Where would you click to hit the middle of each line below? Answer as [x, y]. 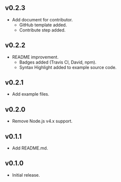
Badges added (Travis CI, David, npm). [58, 62]
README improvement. [35, 57]
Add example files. [30, 94]
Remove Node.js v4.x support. [42, 121]
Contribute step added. [42, 30]
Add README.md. [30, 148]
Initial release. [26, 175]
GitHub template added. [43, 25]
